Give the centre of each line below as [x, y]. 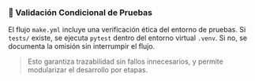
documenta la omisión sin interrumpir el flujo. [82, 46]
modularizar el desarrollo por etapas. [88, 70]
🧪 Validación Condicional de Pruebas [80, 13]
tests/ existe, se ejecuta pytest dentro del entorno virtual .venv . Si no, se [128, 38]
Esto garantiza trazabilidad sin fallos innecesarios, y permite [125, 61]
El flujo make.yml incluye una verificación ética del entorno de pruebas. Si [127, 30]
